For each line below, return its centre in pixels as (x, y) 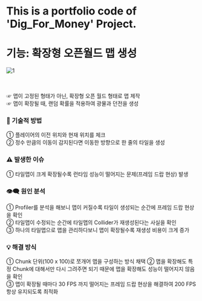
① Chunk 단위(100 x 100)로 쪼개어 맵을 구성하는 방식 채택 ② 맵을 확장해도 (96, 262)
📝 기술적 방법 (24, 121)
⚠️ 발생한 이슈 (25, 160)
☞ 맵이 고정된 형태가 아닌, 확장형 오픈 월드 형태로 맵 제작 (73, 96)
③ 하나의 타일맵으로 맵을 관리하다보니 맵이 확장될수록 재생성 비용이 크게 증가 (98, 230)
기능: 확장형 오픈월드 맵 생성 (72, 53)
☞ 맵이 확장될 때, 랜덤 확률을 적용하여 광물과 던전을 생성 (73, 103)
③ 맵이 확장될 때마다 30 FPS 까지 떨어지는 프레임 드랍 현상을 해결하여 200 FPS (101, 284)
